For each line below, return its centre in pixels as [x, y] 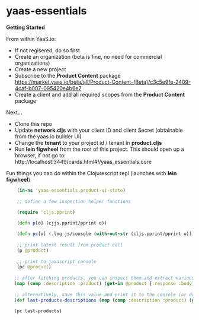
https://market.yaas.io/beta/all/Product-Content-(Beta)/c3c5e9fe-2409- [103, 82]
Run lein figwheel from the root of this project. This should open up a [99, 149]
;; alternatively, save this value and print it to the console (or [100, 294]
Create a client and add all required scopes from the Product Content [100, 94]
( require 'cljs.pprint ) [46, 212]
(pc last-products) [38, 311]
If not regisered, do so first [47, 50]
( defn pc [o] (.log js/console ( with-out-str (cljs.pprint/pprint [99, 234]
